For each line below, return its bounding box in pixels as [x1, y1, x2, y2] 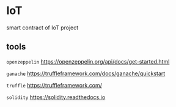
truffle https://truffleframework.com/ [6, 81, 103, 89]
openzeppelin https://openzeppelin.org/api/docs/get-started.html [6, 57, 170, 65]
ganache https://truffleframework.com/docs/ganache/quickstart [6, 70, 166, 77]
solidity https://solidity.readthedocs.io [6, 93, 106, 101]
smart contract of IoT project [6, 24, 79, 31]
